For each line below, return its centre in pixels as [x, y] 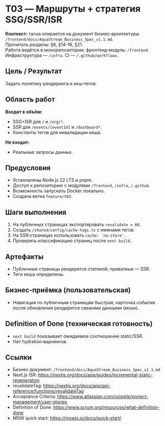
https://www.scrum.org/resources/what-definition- [106, 407]
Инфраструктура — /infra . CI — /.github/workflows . [62, 55]
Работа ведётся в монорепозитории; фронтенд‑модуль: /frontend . [77, 50]
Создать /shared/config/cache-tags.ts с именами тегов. [74, 230]
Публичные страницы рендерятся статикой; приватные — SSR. [81, 269]
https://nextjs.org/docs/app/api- [77, 386]
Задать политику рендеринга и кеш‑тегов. [51, 83]
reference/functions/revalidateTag [48, 391]
